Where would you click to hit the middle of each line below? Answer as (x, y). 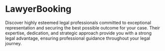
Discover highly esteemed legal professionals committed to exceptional (78, 23)
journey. (13, 43)
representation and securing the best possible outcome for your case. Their (83, 27)
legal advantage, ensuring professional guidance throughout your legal (78, 38)
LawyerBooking (38, 9)
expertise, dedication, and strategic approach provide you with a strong (78, 33)
